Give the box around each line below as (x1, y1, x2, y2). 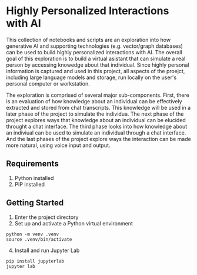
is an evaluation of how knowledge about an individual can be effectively (6, 97, 182, 104)
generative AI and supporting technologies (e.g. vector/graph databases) (6, 42, 183, 50)
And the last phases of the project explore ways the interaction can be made (6, 135, 191, 142)
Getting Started (6, 198, 64, 208)
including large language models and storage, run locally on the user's (6, 74, 177, 81)
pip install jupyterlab (6, 258, 65, 264)
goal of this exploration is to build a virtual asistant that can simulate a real (6, 55, 186, 62)
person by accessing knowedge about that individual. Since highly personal (6, 61, 189, 68)
